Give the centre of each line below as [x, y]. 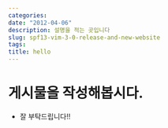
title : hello [30, 52]
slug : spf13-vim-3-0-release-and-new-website [84, 37]
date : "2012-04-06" [40, 23]
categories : [28, 15]
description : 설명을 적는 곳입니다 [59, 30]
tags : [17, 45]
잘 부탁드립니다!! [45, 116]
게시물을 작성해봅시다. [76, 93]
